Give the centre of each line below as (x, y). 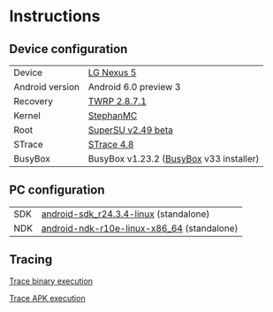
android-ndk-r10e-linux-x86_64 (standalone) (140, 228)
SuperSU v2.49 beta (131, 130)
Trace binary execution (51, 281)
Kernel (27, 115)
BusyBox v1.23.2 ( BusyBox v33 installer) (174, 159)
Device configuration (68, 49)
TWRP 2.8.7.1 (118, 101)
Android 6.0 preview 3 (134, 87)
